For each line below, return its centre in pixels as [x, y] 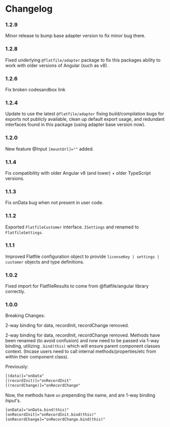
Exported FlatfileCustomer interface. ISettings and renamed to [72, 227]
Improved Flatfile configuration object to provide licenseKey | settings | [82, 256]
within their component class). [37, 357]
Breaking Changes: [25, 316]
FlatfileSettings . [24, 232]
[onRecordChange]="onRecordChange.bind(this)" [55, 419]
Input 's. [13, 401]
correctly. [15, 291]
